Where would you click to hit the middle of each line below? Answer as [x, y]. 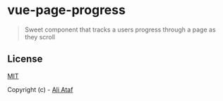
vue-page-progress [66, 10]
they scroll [40, 36]
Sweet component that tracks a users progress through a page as [120, 29]
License [25, 59]
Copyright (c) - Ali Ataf [40, 89]
